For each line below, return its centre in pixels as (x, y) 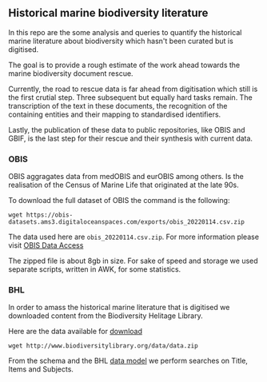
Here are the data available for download (75, 332)
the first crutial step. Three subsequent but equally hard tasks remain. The (131, 97)
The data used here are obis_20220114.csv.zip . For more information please (134, 237)
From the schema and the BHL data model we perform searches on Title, (128, 361)
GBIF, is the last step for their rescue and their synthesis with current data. (131, 138)
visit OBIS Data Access (46, 245)
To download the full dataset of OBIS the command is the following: (119, 201)
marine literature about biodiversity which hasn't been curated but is (121, 41)
